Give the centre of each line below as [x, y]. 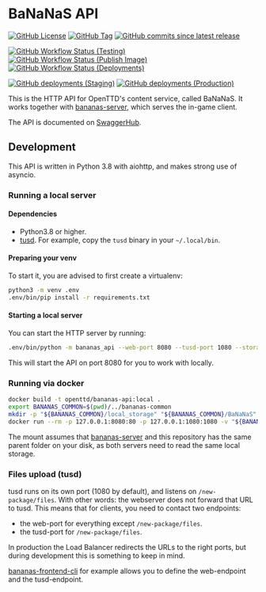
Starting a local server [46, 315]
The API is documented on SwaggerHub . [75, 122]
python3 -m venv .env [44, 290]
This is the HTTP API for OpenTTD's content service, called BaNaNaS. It [125, 98]
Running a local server [52, 195]
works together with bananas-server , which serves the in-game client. [123, 107]
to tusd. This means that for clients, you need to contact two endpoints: [125, 508]
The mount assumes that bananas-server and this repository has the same [130, 437]
